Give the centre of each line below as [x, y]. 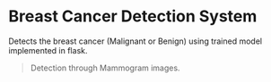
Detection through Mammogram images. [105, 68]
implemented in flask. [48, 50]
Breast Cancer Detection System [133, 16]
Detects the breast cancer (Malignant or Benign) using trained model [135, 41]
